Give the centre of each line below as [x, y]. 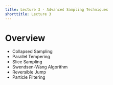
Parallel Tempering [31, 57]
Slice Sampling [27, 62]
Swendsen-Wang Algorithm [40, 67]
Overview [25, 38]
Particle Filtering [29, 77]
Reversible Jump [29, 72]
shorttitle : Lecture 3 [28, 14]
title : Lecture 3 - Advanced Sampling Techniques [57, 9]
